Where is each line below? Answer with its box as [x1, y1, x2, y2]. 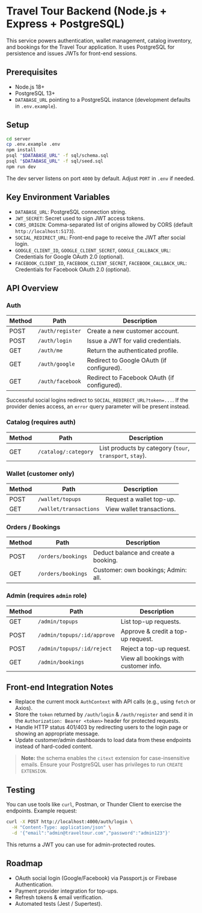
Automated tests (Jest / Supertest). [14, 900, 102, 907]
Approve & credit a [120, 627, 173, 635]
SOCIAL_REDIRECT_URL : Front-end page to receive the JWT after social [14, 234, 186, 241]
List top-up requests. [120, 617, 182, 626]
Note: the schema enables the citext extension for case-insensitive [20, 755, 190, 762]
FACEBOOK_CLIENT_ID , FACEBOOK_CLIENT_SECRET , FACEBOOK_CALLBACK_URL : [14, 259, 188, 266]
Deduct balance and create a [93, 549, 175, 557]
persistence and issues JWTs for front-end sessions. [6, 49, 137, 57]
